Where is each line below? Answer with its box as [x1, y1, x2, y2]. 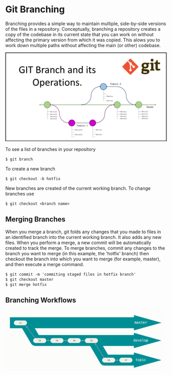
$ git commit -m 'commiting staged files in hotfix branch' [5, 272, 137, 277]
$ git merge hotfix [5, 282, 47, 287]
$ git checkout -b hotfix [5, 177, 60, 182]
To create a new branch [5, 166, 55, 172]
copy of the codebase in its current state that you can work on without [5, 31, 154, 37]
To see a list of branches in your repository [5, 146, 96, 152]
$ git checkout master [5, 277, 54, 282]
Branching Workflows [5, 296, 76, 305]
